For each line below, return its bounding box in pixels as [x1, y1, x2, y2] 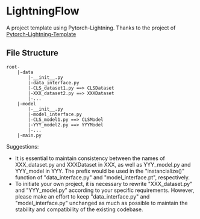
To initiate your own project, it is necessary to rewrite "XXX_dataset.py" [14, 180, 193, 187]
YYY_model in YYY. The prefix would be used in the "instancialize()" [14, 167, 185, 174]
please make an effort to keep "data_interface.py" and [14, 193, 150, 200]
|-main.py [17, 132, 42, 138]
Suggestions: [6, 143, 39, 150]
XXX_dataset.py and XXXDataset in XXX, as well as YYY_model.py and [14, 161, 191, 168]
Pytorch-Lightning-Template [6, 30, 77, 37]
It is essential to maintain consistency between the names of [14, 155, 166, 162]
